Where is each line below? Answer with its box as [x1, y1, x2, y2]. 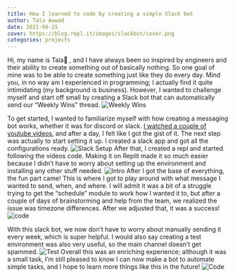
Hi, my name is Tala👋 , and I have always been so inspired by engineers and [7, 56, 227, 64]
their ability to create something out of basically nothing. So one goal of [7, 63, 215, 72]
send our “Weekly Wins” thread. [7, 101, 101, 109]
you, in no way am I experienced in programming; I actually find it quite [7, 78, 213, 87]
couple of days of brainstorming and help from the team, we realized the [7, 196, 217, 205]
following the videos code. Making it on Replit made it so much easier [7, 152, 209, 160]
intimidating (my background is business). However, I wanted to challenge [7, 86, 222, 94]
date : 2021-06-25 [7, 23, 58, 30]
